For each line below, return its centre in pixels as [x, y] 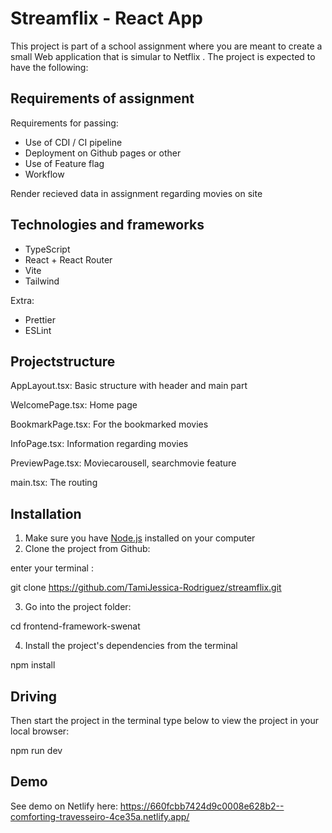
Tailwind [42, 281]
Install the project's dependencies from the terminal [131, 646]
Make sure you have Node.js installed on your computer [140, 538]
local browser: [40, 731]
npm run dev [36, 750]
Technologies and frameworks [107, 225]
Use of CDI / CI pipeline [73, 142]
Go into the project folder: [78, 607]
